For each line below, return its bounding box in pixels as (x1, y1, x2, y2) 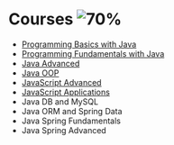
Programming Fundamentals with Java (21, 48, 165, 59)
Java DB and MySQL (21, 95, 99, 107)
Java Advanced (21, 58, 80, 68)
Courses (8, 9, 74, 30)
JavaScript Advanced (21, 77, 102, 87)
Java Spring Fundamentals (21, 115, 121, 126)
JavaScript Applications (21, 86, 110, 97)
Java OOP (21, 68, 60, 78)
